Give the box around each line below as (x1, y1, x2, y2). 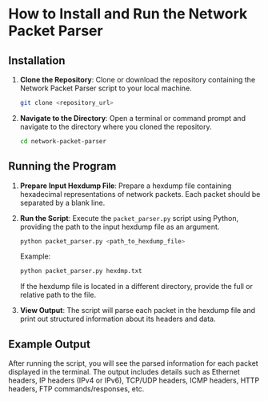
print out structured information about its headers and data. (19, 314, 216, 324)
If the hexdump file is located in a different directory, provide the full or (19, 282, 254, 291)
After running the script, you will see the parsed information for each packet (8, 359, 258, 368)
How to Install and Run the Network (8, 5, 248, 23)
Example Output (8, 337, 90, 351)
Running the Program (8, 159, 117, 173)
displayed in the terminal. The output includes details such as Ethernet (8, 367, 240, 377)
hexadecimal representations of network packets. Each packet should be (19, 189, 261, 198)
